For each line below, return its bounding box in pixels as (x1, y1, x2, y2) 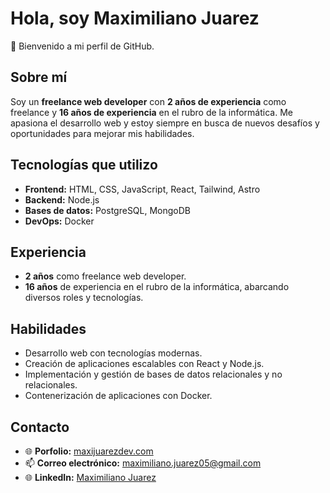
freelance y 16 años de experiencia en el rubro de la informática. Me (10, 106, 293, 118)
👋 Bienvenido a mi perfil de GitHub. (10, 40, 155, 52)
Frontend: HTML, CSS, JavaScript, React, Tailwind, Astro (24, 183, 261, 195)
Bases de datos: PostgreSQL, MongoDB (24, 204, 192, 216)
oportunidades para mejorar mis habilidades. (10, 127, 195, 139)
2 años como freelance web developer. (24, 270, 187, 282)
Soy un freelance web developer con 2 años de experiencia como (10, 95, 287, 107)
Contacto (10, 418, 70, 436)
